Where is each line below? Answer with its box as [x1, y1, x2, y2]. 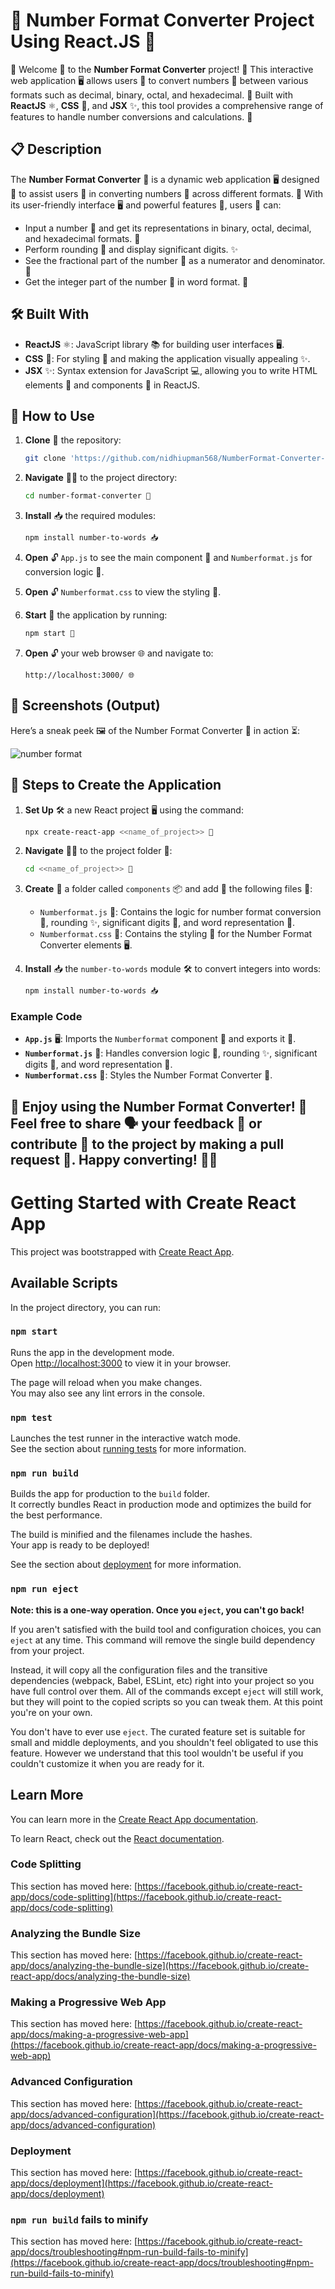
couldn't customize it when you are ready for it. [10, 1757, 205, 1769]
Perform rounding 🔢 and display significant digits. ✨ [24, 243, 239, 255]
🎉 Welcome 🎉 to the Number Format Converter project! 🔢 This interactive [10, 63, 314, 75]
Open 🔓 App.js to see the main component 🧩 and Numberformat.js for [24, 552, 313, 563]
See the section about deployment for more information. [10, 1559, 242, 1571]
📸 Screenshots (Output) [10, 697, 161, 714]
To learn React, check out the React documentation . [10, 1832, 225, 1844]
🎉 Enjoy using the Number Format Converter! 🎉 [10, 1098, 308, 1115]
